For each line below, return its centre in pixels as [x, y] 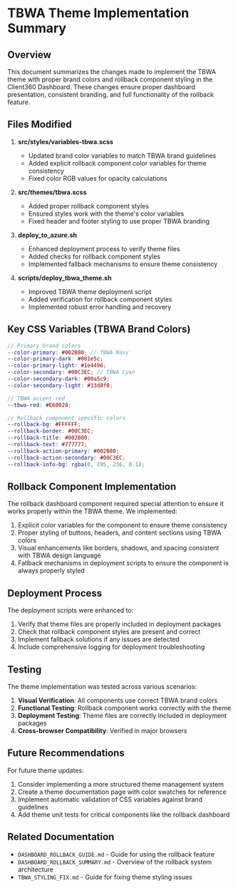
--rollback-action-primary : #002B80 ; [63, 451]
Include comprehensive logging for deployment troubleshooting [111, 647]
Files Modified [40, 125]
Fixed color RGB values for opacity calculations [98, 178]
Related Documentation [61, 837]
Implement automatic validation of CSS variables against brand [110, 799]
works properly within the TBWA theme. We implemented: [92, 511]
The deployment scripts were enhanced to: [71, 610]
